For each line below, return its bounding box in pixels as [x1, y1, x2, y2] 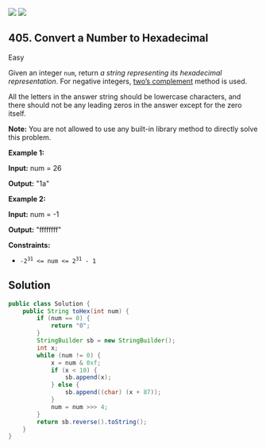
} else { [50, 381, 80, 389]
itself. [8, 108, 26, 118]
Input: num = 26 [8, 163, 62, 172]
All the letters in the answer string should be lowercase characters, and [8, 91, 241, 101]
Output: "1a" [8, 179, 50, 188]
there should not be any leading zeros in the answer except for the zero [8, 100, 242, 110]
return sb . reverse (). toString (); [37, 418, 148, 426]
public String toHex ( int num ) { [22, 307, 129, 315]
